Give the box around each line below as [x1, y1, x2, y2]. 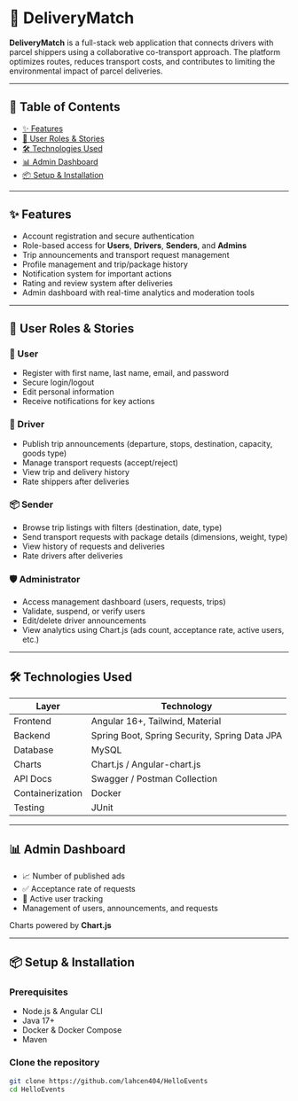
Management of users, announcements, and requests [21, 902, 219, 913]
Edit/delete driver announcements [21, 615, 147, 626]
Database [13, 744, 54, 756]
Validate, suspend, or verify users [21, 606, 145, 617]
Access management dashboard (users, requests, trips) [21, 597, 226, 607]
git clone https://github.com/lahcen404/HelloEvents [9, 1076, 208, 1085]
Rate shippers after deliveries [21, 476, 130, 487]
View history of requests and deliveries [21, 541, 166, 551]
